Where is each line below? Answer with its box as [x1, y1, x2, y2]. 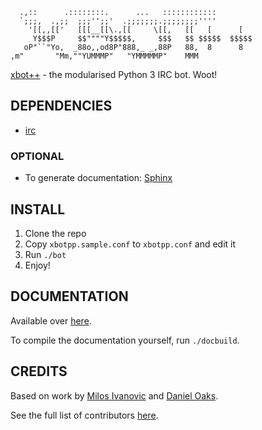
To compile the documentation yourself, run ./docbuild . [10, 334, 240, 346]
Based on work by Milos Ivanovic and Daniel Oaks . [10, 389, 219, 402]
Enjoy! [24, 259, 51, 271]
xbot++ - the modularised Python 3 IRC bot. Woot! [10, 69, 218, 80]
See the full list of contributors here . [10, 409, 159, 421]
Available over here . [10, 314, 92, 327]
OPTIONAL [10, 149, 65, 163]
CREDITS [10, 363, 68, 380]
